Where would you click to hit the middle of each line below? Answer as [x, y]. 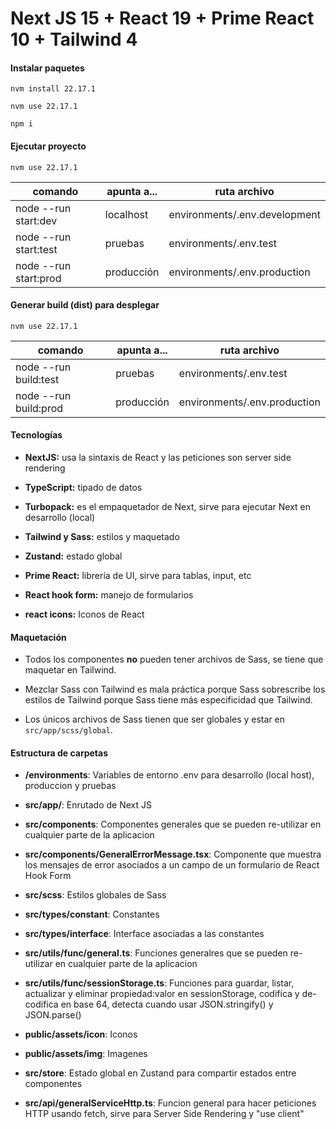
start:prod [38, 278]
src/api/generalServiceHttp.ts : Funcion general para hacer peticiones [170, 1103]
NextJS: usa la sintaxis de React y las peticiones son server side [158, 457]
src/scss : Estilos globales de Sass [95, 895]
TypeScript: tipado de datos [83, 487]
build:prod [39, 408]
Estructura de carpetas [59, 753]
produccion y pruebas [70, 786]
